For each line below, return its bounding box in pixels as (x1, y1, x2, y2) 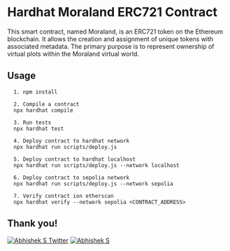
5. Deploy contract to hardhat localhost (13, 155, 136, 163)
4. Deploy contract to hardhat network (13, 137, 130, 144)
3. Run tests (13, 119, 52, 126)
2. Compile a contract (13, 101, 80, 108)
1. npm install (13, 88, 58, 95)
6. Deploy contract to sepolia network (13, 174, 130, 181)
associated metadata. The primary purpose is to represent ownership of (7, 42, 215, 50)
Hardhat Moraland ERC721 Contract (7, 4, 218, 20)
